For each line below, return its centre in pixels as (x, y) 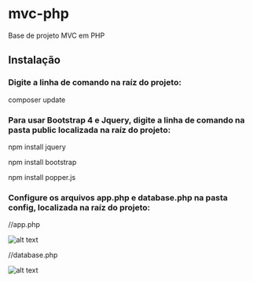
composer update (37, 100)
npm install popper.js (42, 177)
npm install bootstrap (42, 162)
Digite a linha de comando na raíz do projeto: (95, 82)
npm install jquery (37, 147)
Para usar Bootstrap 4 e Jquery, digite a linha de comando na (126, 120)
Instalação (35, 60)
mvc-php (38, 14)
